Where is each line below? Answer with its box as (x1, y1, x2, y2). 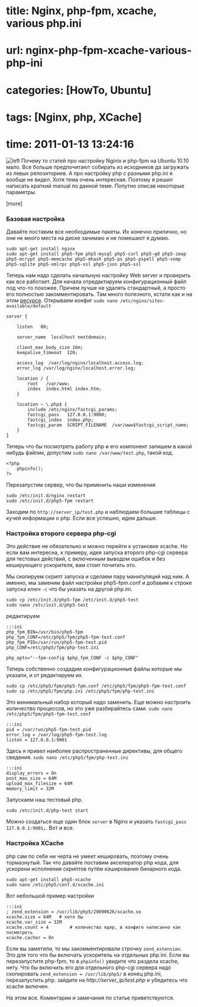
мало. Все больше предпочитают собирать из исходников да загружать (6, 163, 189, 170)
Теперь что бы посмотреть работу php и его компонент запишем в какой (6, 442, 192, 450)
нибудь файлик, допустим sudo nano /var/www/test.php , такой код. (6, 449, 174, 456)
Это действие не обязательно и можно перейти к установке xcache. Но (6, 543, 188, 550)
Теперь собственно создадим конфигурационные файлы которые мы (6, 665, 182, 672)
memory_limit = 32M (6, 786, 54, 792)
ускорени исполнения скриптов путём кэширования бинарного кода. (6, 865, 182, 872)
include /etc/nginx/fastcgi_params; (27, 406, 118, 412)
